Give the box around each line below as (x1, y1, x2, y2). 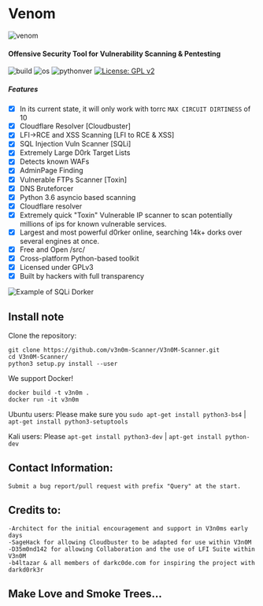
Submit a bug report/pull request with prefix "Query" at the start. (8, 482, 242, 490)
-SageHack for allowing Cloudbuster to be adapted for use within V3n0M (8, 538, 252, 546)
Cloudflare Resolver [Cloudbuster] (19, 121, 131, 131)
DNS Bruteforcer (19, 183, 74, 193)
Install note (8, 310, 65, 323)
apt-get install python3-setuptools (8, 418, 128, 426)
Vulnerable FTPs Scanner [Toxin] (19, 175, 128, 184)
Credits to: (8, 504, 61, 517)
